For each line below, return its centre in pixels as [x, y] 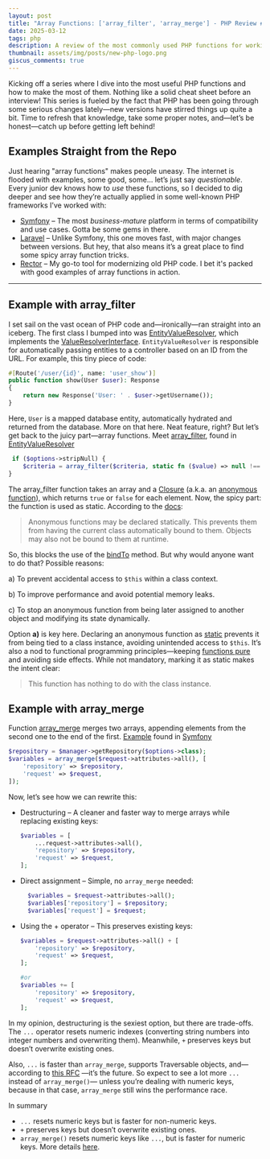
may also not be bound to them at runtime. [98, 539]
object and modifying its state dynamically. [79, 618]
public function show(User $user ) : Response [84, 380]
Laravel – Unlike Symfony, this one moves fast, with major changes [130, 237]
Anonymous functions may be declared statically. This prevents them [142, 522]
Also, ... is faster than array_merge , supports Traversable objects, [118, 1064]
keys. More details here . [60, 1146]
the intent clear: [34, 668]
